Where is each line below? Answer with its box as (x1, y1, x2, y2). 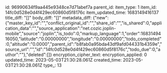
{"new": (93, 15, 109, 20)
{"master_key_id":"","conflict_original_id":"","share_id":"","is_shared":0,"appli (5, 20, 162, 26)
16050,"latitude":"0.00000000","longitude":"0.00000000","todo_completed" (5, 36, 162, 42)
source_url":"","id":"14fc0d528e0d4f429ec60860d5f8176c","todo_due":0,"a (5, 47, 161, 52)
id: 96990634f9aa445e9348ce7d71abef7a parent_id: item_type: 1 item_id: (5, 4, 157, 10)
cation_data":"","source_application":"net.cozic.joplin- (5, 25, 116, 31)
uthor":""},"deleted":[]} (5, 52, 52, 58)
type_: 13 (43, 62, 62, 68)
